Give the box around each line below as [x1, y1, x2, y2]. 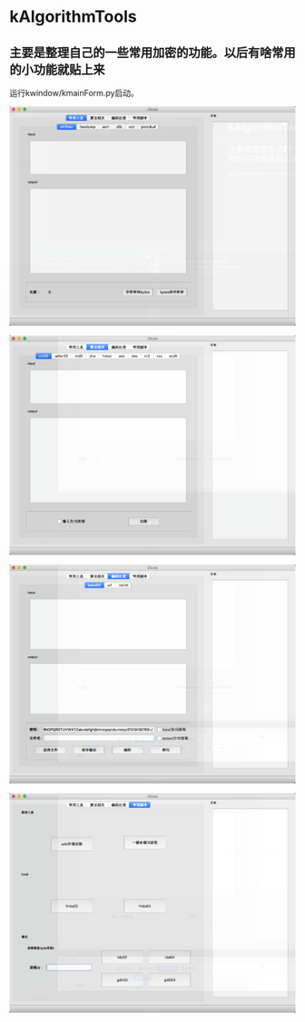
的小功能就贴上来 [9, 62, 105, 77]
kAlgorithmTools [9, 6, 138, 27]
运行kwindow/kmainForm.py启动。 [9, 88, 139, 98]
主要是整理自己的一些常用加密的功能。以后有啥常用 [9, 44, 296, 60]
